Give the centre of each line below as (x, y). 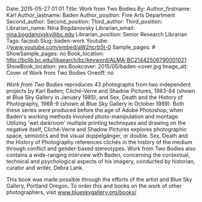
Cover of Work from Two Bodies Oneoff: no (60, 73)
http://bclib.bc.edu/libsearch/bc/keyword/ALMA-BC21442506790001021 (96, 60)
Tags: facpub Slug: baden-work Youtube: (57, 41)
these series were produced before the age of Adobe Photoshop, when (95, 110)
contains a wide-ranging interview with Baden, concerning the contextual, (98, 155)
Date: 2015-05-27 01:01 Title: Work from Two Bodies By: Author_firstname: (99, 9)
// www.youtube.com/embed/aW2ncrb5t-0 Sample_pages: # (81, 47)
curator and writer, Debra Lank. (45, 168)
